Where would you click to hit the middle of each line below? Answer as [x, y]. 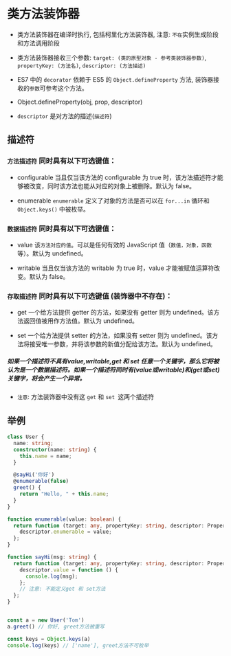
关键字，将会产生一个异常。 [46, 378]
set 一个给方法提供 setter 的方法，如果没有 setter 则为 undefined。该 [114, 336]
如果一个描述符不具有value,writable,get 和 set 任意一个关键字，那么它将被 [113, 361]
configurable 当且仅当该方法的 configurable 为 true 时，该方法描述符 [114, 177]
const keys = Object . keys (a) [49, 639]
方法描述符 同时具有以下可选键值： [62, 161]
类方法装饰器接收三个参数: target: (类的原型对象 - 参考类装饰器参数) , [112, 57]
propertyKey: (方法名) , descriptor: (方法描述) [81, 65]
